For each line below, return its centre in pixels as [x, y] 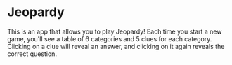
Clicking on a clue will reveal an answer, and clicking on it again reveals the [116, 46]
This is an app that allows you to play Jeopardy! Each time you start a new [115, 31]
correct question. [32, 54]
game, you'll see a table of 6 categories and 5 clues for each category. [110, 38]
